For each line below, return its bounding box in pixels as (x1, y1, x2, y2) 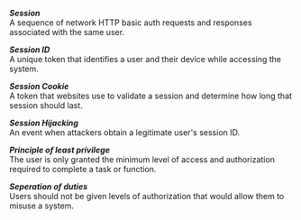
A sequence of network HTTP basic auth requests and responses (9, 17, 252, 28)
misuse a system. (9, 200, 75, 211)
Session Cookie (9, 81, 69, 91)
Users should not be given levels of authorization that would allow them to (9, 191, 285, 201)
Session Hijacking (9, 117, 79, 128)
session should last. (9, 100, 83, 111)
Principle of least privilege (9, 144, 111, 155)
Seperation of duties (9, 181, 88, 192)
